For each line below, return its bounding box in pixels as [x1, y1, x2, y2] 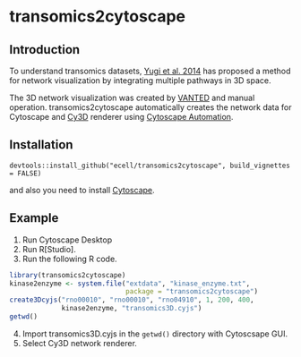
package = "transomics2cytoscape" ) [125, 287, 258, 296]
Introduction [9, 42, 81, 57]
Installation [9, 137, 73, 153]
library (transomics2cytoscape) [9, 270, 126, 279]
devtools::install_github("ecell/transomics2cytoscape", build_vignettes [9, 161, 291, 170]
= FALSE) [9, 168, 42, 178]
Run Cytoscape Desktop [21, 234, 113, 245]
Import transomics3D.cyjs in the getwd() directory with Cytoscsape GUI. [21, 328, 288, 339]
